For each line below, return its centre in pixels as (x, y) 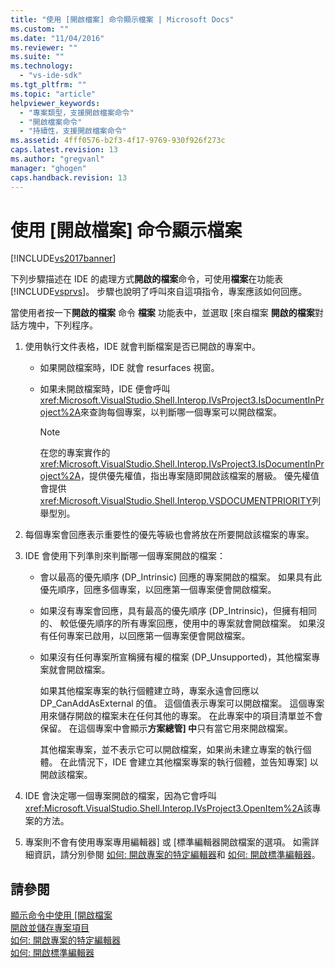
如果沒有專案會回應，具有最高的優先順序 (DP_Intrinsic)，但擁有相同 (178, 611)
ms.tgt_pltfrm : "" (48, 85)
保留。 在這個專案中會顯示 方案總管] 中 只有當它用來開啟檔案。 (166, 728)
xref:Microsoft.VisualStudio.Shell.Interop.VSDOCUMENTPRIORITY (176, 501)
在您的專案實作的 (75, 453)
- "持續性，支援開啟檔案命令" (73, 131)
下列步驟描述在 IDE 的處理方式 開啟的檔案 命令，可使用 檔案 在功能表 (147, 279)
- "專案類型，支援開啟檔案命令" (77, 112)
